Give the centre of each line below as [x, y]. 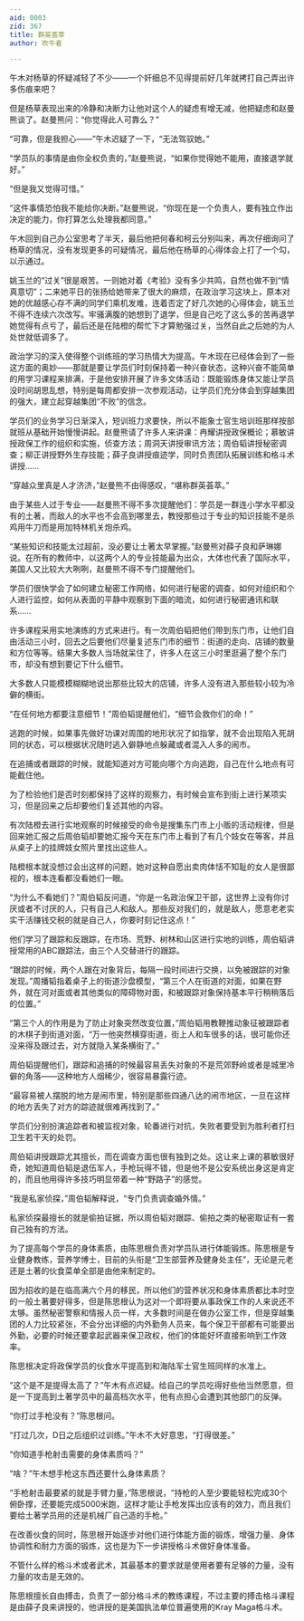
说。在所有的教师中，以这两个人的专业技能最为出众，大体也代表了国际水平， [152, 558]
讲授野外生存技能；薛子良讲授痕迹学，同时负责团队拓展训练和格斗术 [167, 455]
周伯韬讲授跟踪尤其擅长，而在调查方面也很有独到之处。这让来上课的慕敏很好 [152, 1156]
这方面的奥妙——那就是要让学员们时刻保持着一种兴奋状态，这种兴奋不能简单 [152, 368]
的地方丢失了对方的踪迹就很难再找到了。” [85, 1107]
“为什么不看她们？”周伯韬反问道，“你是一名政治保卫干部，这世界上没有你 [146, 897]
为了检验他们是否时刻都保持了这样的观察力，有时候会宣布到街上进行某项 [144, 794]
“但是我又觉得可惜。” [47, 189]
